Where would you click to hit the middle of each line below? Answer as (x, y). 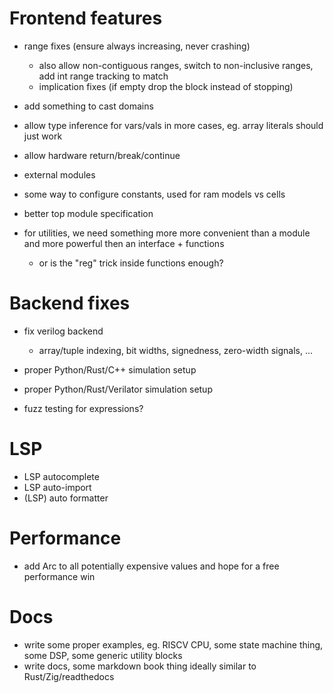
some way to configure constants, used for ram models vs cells (154, 194)
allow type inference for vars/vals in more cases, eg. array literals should (173, 125)
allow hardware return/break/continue (102, 155)
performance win (59, 576)
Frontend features (86, 18)
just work (43, 136)
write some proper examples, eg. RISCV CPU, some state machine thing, (173, 644)
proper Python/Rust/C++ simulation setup (110, 369)
